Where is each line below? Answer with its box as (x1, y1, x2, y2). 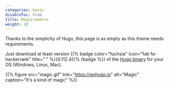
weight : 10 (5, 21, 28, 27)
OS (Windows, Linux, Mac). (5, 62, 62, 68)
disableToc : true (5, 12, 42, 17)
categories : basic (5, 7, 44, 13)
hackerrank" (5, 56, 31, 63)
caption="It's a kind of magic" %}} (5, 77, 78, 83)
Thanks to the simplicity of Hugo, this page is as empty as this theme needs (5, 36, 164, 42)
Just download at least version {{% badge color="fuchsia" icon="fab (5, 51, 150, 57)
